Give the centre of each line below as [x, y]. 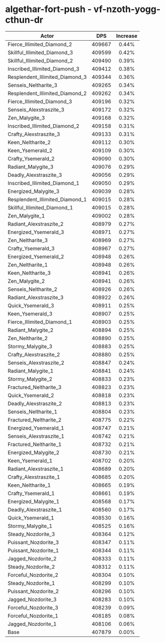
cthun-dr [24, 20]
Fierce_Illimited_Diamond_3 [40, 101]
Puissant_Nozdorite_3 [33, 542]
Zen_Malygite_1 [26, 216]
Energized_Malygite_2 [34, 452]
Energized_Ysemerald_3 [36, 232]
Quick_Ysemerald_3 [31, 305]
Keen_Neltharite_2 [29, 142]
